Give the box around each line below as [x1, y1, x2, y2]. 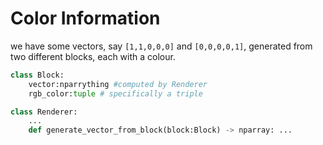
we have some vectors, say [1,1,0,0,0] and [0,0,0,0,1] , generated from [10, 40, 313, 52]
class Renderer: [10, 107, 78, 117]
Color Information [10, 7, 161, 30]
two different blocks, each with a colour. [10, 50, 176, 62]
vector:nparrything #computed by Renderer [28, 79, 208, 89]
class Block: [10, 70, 65, 80]
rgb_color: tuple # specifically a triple [28, 88, 203, 99]
